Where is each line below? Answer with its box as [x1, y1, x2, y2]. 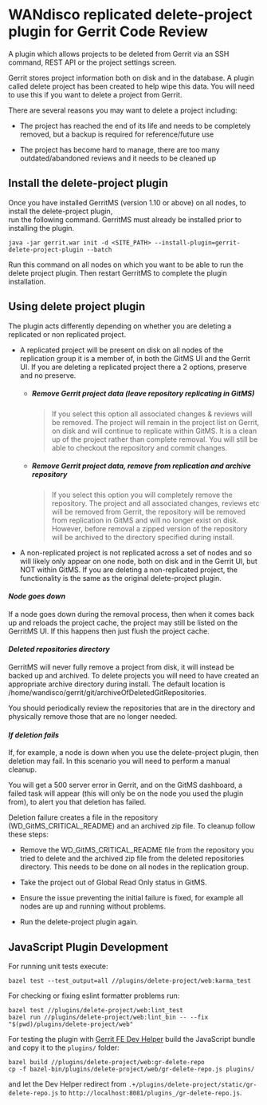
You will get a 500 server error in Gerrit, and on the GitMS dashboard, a [8, 781, 243, 790]
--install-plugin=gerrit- [154, 238, 241, 247]
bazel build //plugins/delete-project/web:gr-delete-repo [8, 1058, 205, 1066]
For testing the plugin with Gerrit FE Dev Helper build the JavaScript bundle [8, 1034, 256, 1043]
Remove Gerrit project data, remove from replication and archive [31, 461, 251, 471]
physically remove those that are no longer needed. [8, 711, 178, 721]
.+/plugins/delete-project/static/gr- [128, 1080, 257, 1088]
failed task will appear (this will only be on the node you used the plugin [8, 789, 244, 798]
